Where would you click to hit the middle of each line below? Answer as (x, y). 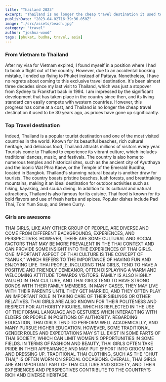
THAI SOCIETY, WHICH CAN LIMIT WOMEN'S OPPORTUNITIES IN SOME (80, 338)
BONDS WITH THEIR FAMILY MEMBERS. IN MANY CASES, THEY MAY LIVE (82, 286)
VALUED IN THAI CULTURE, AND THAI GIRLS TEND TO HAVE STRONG (77, 280)
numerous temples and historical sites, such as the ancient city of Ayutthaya (83, 162)
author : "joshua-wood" (28, 33)
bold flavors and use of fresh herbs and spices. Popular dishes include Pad (82, 199)
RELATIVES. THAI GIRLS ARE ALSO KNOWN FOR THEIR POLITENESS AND (81, 301)
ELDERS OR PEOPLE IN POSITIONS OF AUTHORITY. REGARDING (71, 317)
